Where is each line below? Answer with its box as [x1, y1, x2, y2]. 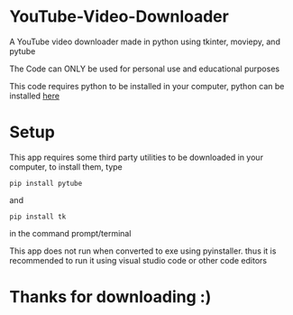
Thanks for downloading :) [9, 287, 212, 308]
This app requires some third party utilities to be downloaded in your [9, 152, 264, 162]
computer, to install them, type [9, 161, 124, 172]
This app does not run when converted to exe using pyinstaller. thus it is [9, 246, 277, 256]
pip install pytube [9, 179, 83, 188]
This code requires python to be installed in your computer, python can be [9, 80, 285, 91]
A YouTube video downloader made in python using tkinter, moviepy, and [9, 36, 281, 47]
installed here [9, 90, 60, 101]
